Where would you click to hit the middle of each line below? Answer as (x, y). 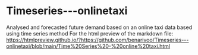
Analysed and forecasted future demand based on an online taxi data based (99, 27)
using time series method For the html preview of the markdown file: (90, 33)
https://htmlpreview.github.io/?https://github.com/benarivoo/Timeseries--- (98, 40)
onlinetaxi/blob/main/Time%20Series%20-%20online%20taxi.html (88, 46)
